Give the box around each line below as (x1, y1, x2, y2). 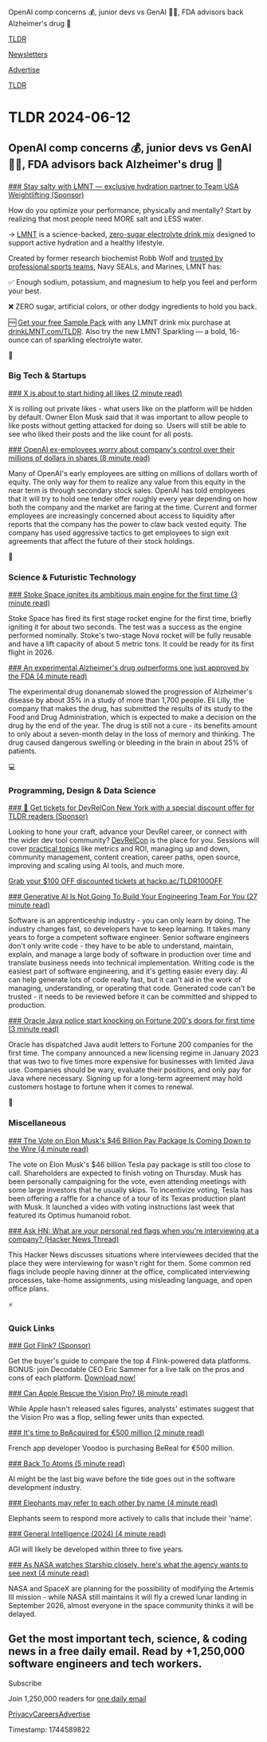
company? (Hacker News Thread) (8, 1234, 120, 1244)
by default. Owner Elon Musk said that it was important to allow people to (8, 412, 249, 422)
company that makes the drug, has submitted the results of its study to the (8, 704, 253, 714)
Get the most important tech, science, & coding (8, 1632, 248, 1646)
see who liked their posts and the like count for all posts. (8, 429, 194, 438)
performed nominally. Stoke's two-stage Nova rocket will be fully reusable (8, 631, 252, 640)
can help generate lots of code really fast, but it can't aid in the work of (8, 975, 241, 985)
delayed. (8, 1609, 37, 1618)
